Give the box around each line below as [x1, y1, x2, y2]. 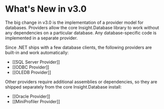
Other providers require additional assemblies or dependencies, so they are [5, 79, 158, 85]
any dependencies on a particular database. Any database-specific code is [5, 30, 157, 36]
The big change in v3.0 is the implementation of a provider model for [5, 19, 143, 25]
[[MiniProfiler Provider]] [12, 98, 60, 104]
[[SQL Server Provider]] [12, 59, 60, 65]
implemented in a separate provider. [5, 35, 78, 41]
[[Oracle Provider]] [12, 93, 50, 99]
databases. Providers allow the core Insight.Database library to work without [5, 24, 159, 30]
